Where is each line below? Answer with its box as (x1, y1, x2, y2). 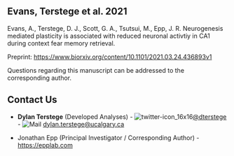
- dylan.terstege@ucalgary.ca (17, 120, 125, 128)
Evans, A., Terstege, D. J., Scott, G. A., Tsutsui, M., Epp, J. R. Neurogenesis (7, 24, 223, 32)
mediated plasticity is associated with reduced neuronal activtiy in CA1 (7, 31, 210, 40)
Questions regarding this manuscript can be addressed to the (7, 66, 184, 74)
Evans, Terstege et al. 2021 (7, 6, 128, 17)
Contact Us (7, 94, 57, 106)
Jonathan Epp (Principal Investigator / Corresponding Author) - (17, 133, 200, 142)
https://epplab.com (17, 141, 74, 149)
